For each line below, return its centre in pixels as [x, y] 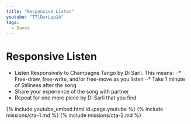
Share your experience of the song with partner [72, 92]
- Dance [21, 28]
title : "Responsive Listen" [40, 11]
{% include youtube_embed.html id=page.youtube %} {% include [85, 109]
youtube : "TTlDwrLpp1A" [35, 17]
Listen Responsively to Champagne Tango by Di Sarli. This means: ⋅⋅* [98, 73]
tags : [13, 22]
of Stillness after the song [46, 85]
